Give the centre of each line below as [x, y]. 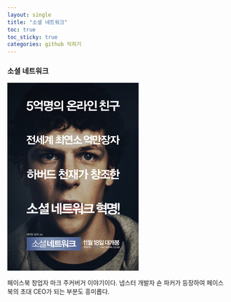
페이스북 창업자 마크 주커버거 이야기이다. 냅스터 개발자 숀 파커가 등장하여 [106, 283]
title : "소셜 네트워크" [37, 22]
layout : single [29, 15]
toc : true [22, 29]
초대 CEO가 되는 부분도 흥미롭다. [65, 291]
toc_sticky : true [33, 37]
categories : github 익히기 [44, 44]
